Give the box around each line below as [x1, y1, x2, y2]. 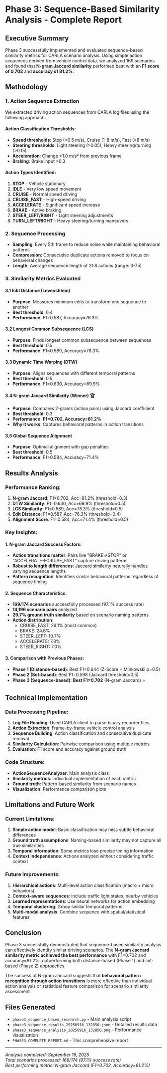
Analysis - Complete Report [5, 14, 122, 25]
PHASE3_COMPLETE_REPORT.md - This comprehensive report [12, 1038, 128, 1044]
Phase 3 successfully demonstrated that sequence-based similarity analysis [5, 942, 162, 948]
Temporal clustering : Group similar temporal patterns [12, 903, 123, 909]
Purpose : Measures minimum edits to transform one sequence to [12, 298, 147, 305]
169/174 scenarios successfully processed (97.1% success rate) [12, 601, 144, 607]
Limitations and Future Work [5, 800, 95, 809]
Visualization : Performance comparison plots [12, 786, 106, 792]
